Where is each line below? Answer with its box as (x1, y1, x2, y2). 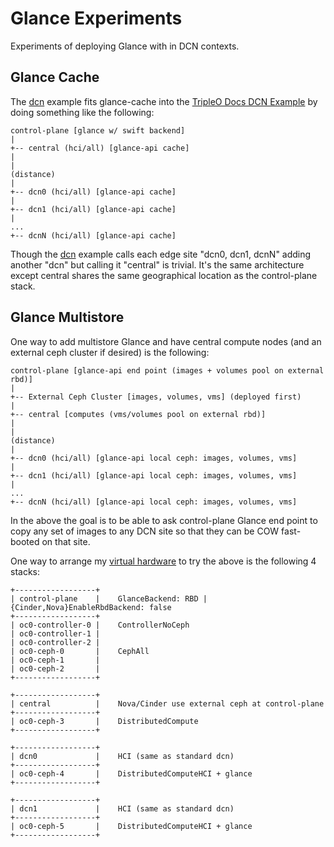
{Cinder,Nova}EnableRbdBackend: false (10, 602, 172, 612)
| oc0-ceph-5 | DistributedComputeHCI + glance (10, 821, 253, 831)
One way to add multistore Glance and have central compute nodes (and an (10, 335, 322, 347)
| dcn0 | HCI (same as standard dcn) (10, 751, 235, 761)
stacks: (10, 565, 41, 577)
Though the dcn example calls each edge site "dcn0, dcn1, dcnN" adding (10, 248, 312, 260)
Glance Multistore (10, 309, 125, 326)
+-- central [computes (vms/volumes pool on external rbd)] (10, 409, 267, 419)
